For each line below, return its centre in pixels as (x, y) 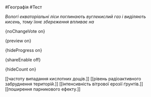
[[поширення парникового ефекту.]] (43, 89)
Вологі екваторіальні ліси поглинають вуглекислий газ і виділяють (75, 16)
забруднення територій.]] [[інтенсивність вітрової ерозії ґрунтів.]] (74, 84)
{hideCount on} (21, 69)
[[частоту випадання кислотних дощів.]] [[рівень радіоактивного (73, 79)
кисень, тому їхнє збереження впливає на (50, 22)
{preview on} (18, 41)
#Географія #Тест (24, 7)
